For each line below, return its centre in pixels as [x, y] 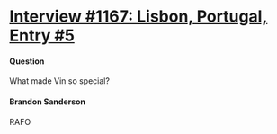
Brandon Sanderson [48, 102]
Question [27, 61]
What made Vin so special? [60, 81]
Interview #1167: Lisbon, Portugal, [138, 17]
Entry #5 [42, 36]
